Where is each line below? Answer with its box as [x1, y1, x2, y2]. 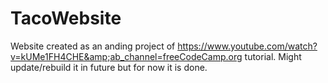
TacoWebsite [10, 7, 122, 30]
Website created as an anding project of [10, 40, 176, 52]
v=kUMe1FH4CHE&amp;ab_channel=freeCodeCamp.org [10, 50, 243, 62]
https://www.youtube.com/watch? [177, 40, 318, 52]
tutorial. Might [244, 50, 302, 62]
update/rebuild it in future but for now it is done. [10, 61, 208, 73]
